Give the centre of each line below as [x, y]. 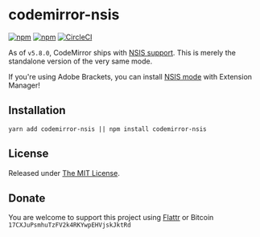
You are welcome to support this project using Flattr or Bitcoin [111, 218]
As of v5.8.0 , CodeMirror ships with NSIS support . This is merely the [122, 52]
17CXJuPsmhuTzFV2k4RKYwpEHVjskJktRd [70, 225]
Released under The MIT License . [64, 173]
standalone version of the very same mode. [80, 61]
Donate [27, 198]
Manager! [24, 85]
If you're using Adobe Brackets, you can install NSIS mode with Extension [130, 76]
